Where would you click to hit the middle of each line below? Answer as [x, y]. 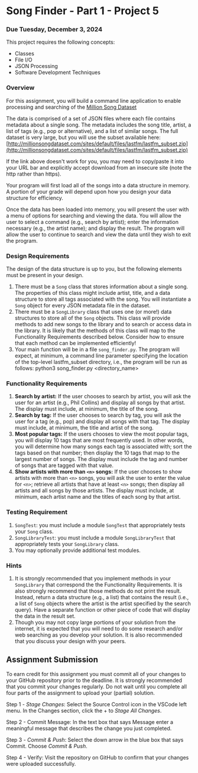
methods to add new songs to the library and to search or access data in [103, 324]
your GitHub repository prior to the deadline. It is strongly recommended [94, 680]
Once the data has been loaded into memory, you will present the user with [98, 209]
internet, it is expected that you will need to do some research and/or [99, 628]
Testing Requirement [37, 512]
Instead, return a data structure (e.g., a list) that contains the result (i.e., [102, 597]
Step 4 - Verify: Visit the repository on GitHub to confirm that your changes [98, 757]
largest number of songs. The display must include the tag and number [101, 459]
